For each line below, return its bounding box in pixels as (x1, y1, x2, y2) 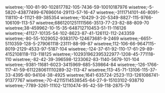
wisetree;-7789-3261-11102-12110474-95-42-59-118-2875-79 (5, 83, 130, 88)
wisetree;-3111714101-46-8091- (96, 9, 160, 15)
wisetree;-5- (128, 4, 154, 10)
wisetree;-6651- (120, 35, 153, 41)
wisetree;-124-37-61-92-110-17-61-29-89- (68, 46, 155, 52)
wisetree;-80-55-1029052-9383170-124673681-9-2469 (5, 35, 120, 41)
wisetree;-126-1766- (117, 62, 159, 67)
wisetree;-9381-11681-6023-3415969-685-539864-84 (5, 62, 117, 67)
